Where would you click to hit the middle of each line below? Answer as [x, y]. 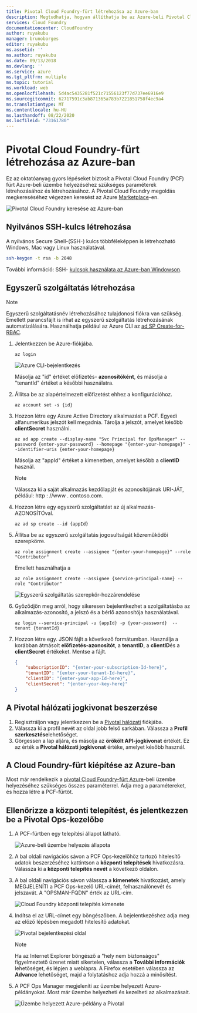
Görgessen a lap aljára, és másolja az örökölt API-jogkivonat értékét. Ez [102, 741]
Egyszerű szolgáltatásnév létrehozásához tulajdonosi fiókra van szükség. [95, 313]
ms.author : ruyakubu [31, 55]
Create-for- [171, 326]
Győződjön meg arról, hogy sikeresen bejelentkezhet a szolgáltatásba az [102, 606]
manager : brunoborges [33, 39]
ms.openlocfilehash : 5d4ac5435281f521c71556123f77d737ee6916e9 [85, 93]
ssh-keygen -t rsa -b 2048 [39, 258]
